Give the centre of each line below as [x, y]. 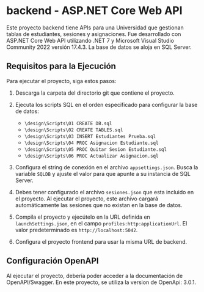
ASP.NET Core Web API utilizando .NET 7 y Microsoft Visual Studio [90, 40]
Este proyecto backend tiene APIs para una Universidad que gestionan [95, 27]
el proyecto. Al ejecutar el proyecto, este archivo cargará [87, 199]
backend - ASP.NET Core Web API [94, 11]
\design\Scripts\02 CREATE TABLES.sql [74, 130]
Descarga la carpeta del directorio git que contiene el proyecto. [95, 93]
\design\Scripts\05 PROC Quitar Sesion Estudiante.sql [95, 149]
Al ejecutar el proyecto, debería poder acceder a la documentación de [95, 276]
